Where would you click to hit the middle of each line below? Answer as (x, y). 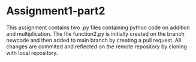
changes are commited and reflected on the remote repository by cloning (97, 46)
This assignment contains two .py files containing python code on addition (98, 27)
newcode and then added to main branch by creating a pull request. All (94, 40)
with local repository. (32, 52)
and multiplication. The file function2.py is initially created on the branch (95, 33)
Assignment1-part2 (56, 11)
